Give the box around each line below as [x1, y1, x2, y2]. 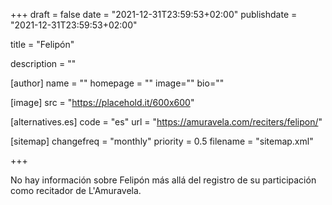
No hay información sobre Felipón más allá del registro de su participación [10, 174, 317, 186]
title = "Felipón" [10, 39, 75, 50]
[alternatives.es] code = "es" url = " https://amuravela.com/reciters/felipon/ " [10, 116, 323, 128]
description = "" [10, 58, 77, 69]
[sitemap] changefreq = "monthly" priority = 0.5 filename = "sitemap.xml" [10, 135, 314, 147]
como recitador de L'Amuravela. [10, 185, 142, 196]
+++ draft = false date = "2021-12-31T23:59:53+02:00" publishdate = [10, 9, 298, 20]
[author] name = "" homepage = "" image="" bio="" [10, 77, 225, 89]
